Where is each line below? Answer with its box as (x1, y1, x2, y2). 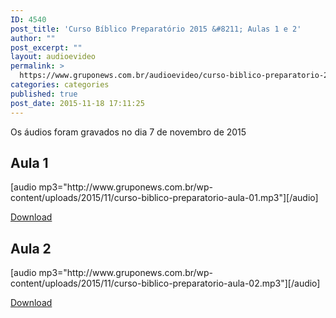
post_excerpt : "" (10, 42, 83, 53)
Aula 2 (10, 240, 52, 257)
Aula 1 (10, 154, 49, 171)
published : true (10, 89, 78, 99)
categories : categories (10, 80, 110, 90)
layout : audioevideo (10, 52, 97, 62)
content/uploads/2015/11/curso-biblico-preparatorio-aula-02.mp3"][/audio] (10, 277, 321, 290)
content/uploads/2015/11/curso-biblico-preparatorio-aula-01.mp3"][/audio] (10, 192, 319, 204)
